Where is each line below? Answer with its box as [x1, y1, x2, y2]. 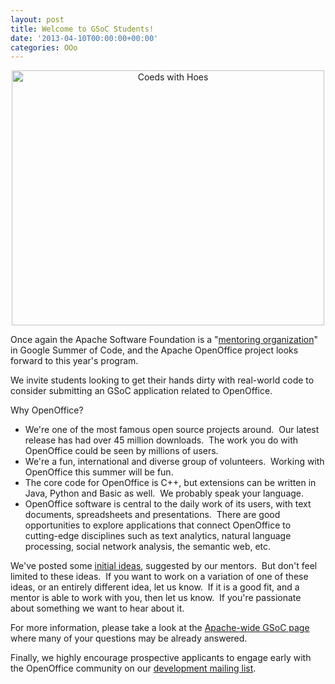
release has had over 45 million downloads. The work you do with [24, 434, 298, 446]
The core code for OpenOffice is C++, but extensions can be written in [24, 477, 317, 489]
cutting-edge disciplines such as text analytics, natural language [24, 530, 292, 542]
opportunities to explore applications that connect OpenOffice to [24, 519, 292, 531]
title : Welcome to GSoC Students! [10, 24, 155, 34]
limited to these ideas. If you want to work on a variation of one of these [10, 571, 309, 583]
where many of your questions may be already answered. [10, 632, 248, 645]
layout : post [10, 14, 65, 25]
